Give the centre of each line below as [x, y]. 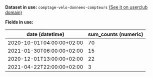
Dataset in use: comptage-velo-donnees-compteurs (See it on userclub [76, 7]
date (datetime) [45, 34]
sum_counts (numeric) [116, 34]
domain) [14, 12]
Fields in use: [19, 22]
